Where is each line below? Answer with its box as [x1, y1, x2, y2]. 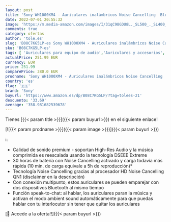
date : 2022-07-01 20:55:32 [5, 17, 63, 22]
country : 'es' [5, 79, 36, 84]
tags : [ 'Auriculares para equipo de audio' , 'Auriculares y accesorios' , [5, 50, 165, 55]
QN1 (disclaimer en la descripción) [12, 174, 85, 180]
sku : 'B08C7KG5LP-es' [5, 45, 51, 51]
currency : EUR [5, 60, 36, 65]
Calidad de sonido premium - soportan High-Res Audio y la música [12, 146, 153, 153]
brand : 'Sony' [5, 88, 36, 93]
